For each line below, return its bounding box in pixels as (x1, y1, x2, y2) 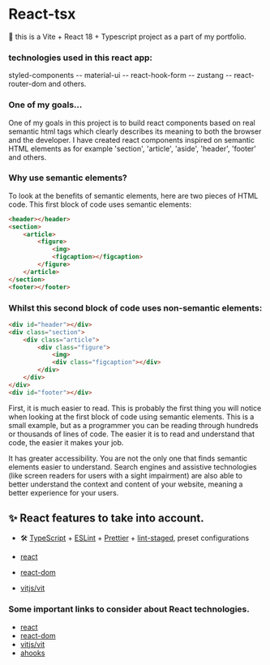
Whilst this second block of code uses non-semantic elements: (8, 302, 263, 313)
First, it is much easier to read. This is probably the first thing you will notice (8, 403, 262, 413)
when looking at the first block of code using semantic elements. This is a (8, 411, 255, 422)
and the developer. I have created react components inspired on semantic (8, 135, 255, 144)
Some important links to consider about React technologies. (8, 603, 250, 615)
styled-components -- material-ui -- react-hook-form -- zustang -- (8, 71, 233, 80)
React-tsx (8, 5, 76, 24)
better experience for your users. (8, 487, 119, 497)
